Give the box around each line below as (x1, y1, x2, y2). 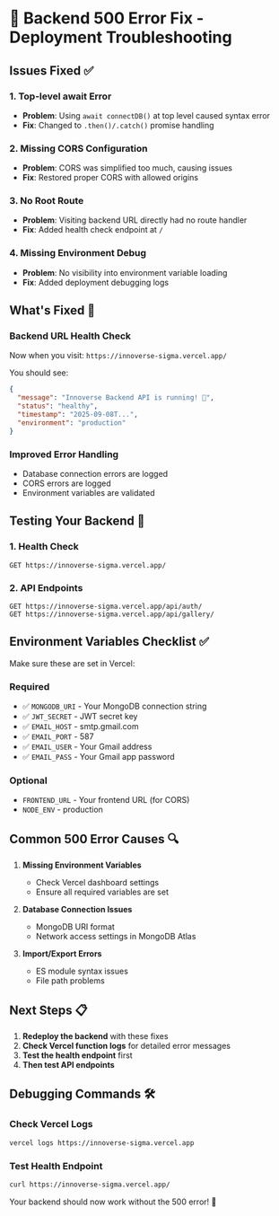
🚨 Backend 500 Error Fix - (9, 8, 205, 29)
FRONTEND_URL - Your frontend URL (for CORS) (22, 795, 190, 806)
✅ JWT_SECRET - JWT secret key (22, 711, 138, 722)
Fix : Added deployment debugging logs (22, 277, 169, 287)
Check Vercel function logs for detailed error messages (22, 1041, 231, 1052)
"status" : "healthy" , (17, 401, 99, 411)
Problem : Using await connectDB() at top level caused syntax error (22, 110, 271, 120)
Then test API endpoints (22, 1060, 115, 1071)
